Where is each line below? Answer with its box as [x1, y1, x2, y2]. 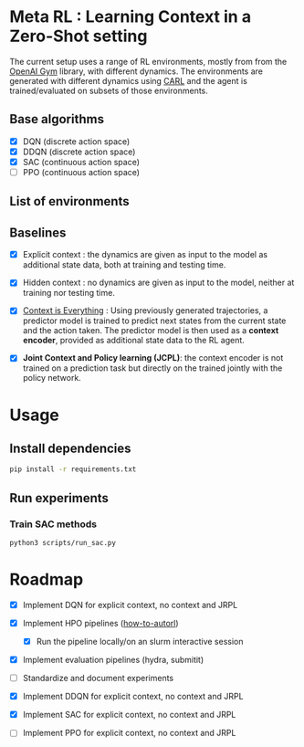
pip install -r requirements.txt [9, 465, 137, 474]
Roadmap [9, 569, 84, 590]
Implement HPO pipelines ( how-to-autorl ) [22, 617, 180, 628]
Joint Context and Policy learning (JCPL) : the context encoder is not [22, 352, 284, 363]
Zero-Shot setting [9, 26, 148, 47]
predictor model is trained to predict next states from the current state [22, 315, 287, 326]
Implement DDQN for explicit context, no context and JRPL [22, 691, 244, 702]
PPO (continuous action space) [22, 166, 140, 177]
